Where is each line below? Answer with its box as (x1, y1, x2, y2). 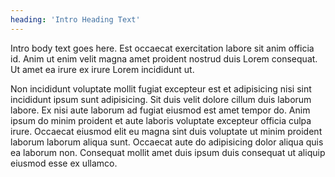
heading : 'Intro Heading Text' (10, 14, 141, 25)
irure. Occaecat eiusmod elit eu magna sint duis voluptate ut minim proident (10, 125, 323, 137)
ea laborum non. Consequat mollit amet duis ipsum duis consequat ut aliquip (10, 146, 326, 158)
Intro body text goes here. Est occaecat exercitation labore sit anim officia (10, 42, 315, 54)
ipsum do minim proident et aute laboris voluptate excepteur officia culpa (10, 114, 312, 126)
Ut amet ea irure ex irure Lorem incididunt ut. (10, 63, 195, 75)
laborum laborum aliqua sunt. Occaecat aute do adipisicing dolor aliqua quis (10, 136, 324, 148)
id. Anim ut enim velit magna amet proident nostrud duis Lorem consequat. (10, 52, 318, 65)
